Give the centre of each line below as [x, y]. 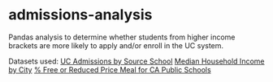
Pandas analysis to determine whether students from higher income [122, 37]
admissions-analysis [80, 15]
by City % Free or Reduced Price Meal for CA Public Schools [110, 69]
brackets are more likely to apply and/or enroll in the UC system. [116, 45]
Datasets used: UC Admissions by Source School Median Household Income [136, 61]
